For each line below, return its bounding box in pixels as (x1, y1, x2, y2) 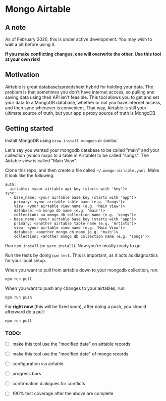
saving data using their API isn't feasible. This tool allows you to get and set (5, 94, 160, 100)
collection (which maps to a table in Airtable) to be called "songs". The (5, 152, 149, 158)
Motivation (5, 71, 40, 79)
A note (5, 23, 26, 32)
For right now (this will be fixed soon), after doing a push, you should (5, 303, 147, 310)
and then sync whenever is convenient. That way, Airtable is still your (5, 105, 147, 111)
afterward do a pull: (5, 309, 45, 314)
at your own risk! (5, 56, 41, 62)
